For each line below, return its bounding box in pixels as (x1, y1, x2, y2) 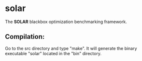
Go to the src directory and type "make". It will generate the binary (5, 45, 137, 51)
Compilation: (5, 33, 45, 41)
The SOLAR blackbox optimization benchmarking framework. (5, 19, 127, 24)
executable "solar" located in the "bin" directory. (5, 50, 101, 56)
